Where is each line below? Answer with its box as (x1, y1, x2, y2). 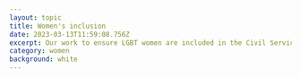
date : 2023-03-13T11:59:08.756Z (9, 30, 130, 39)
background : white (9, 55, 78, 64)
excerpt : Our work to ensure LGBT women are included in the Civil (9, 38, 267, 48)
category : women (9, 47, 70, 56)
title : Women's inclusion (9, 22, 106, 30)
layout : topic (9, 13, 63, 22)
